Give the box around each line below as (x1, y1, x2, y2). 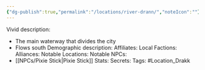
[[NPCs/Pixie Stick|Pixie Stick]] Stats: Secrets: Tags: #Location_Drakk (15, 57, 190, 64)
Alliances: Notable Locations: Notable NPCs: (15, 50, 127, 58)
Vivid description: (6, 26, 51, 33)
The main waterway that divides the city (15, 37, 116, 44)
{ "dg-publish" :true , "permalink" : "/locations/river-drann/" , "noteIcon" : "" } (6, 9, 201, 15)
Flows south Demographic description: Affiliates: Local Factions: (15, 44, 178, 51)
